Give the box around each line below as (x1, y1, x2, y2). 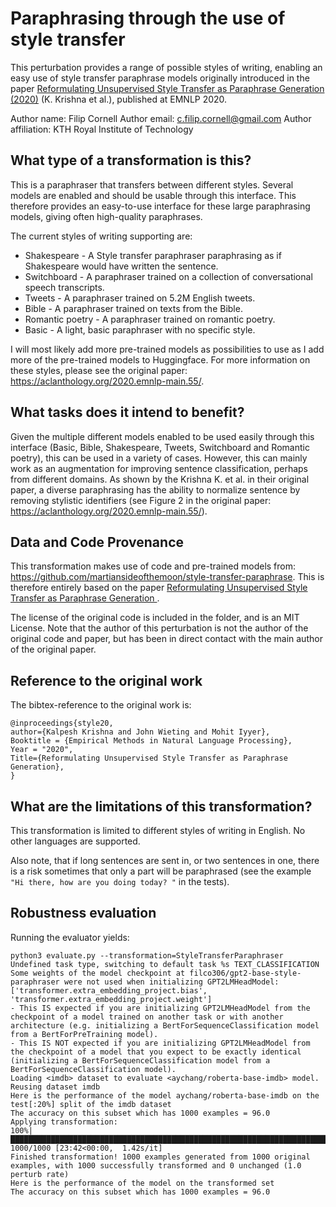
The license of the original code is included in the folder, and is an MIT (10, 612, 300, 624)
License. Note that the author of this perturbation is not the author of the (10, 622, 309, 634)
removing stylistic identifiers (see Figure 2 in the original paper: (10, 494, 272, 506)
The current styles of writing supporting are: (10, 230, 193, 242)
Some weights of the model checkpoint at (10, 968, 186, 978)
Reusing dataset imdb (10, 1082, 101, 1092)
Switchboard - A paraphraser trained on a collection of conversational (24, 270, 313, 282)
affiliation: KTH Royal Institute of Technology (10, 123, 194, 135)
